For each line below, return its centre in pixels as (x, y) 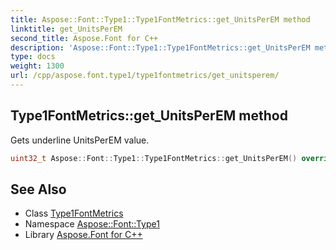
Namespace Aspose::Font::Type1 (92, 224)
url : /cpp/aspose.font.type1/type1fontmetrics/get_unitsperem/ (145, 76)
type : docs (33, 57)
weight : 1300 (37, 66)
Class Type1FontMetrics (74, 213)
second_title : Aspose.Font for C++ (84, 38)
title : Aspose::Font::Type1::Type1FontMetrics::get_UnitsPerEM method (160, 19)
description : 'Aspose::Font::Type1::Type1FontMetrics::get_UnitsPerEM (160, 47)
